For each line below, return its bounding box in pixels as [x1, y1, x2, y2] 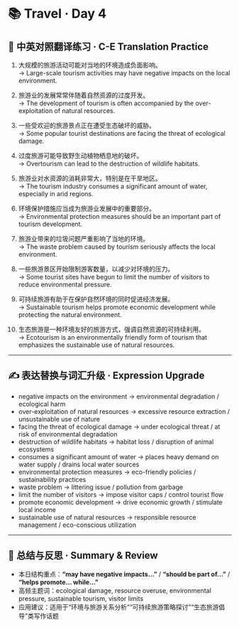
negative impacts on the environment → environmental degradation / [18, 392, 219, 400]
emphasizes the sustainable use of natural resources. [18, 341, 175, 349]
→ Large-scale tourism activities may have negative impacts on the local [18, 69, 230, 77]
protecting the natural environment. [18, 311, 123, 318]
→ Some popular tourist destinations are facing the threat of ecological [18, 129, 226, 137]
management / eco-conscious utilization [18, 520, 137, 529]
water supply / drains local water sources [18, 460, 140, 468]
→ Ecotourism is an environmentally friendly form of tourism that [18, 333, 208, 341]
